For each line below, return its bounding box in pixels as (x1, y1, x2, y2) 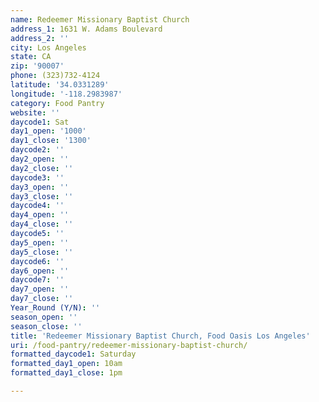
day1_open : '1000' (10, 126, 87, 136)
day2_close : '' (10, 163, 74, 173)
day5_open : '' (10, 237, 70, 248)
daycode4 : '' (10, 201, 65, 211)
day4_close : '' (10, 219, 74, 230)
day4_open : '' (10, 210, 70, 220)
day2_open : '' (10, 154, 70, 164)
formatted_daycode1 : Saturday (10, 349, 137, 360)
